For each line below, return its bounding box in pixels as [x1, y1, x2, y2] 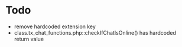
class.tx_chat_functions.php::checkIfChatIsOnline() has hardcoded [14, 29, 177, 36]
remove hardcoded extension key [14, 23, 96, 30]
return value [14, 35, 44, 42]
